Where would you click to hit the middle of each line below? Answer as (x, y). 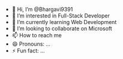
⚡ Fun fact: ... (28, 51)
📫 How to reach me (37, 35)
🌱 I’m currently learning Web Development (64, 22)
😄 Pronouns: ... (31, 44)
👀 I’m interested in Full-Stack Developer (61, 16)
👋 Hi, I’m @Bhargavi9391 (42, 9)
